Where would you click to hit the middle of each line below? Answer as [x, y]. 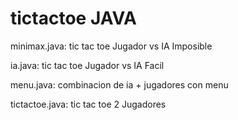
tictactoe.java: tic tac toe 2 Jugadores [88, 104]
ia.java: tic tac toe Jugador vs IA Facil [87, 65]
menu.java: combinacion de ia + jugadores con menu [119, 84]
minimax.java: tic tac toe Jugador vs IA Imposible [111, 46]
